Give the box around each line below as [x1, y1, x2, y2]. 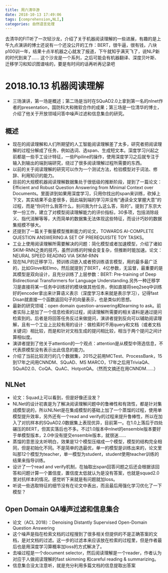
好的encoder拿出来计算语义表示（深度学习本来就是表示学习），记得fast [12, 290, 159, 296]
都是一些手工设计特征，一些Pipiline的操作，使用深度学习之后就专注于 [17, 154, 159, 159]
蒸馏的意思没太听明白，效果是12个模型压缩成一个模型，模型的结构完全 [12, 438, 158, 444]
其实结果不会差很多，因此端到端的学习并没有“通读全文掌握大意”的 [26, 197, 162, 203]
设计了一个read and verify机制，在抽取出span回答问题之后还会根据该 [12, 463, 155, 469]
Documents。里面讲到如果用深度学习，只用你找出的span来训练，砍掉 [12, 191, 156, 196]
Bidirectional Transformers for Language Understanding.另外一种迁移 [12, 278, 156, 283]
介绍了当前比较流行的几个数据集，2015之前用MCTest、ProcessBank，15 [12, 353, 162, 359]
